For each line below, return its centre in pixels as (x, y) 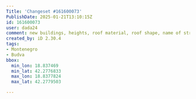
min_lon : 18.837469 (35, 66)
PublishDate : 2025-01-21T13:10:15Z (49, 17)
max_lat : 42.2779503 (36, 82)
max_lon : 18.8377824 (36, 76)
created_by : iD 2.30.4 (34, 38)
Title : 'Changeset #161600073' (44, 11)
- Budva (15, 55)
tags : (13, 44)
